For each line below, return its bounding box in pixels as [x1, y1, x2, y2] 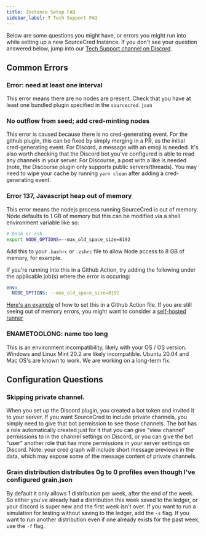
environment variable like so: [6, 219, 79, 226]
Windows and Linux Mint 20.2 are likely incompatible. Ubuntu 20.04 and [6, 350, 189, 357]
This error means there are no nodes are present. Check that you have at [6, 95, 191, 102]
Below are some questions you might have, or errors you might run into [6, 31, 186, 39]
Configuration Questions [6, 374, 103, 385]
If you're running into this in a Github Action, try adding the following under [6, 266, 196, 274]
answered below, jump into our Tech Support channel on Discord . [6, 44, 172, 52]
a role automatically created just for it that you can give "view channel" [6, 427, 186, 434]
